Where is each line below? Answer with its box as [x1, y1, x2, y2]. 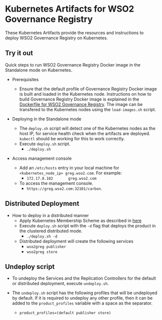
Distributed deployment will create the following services [19, 238, 134, 244]
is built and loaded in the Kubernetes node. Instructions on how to [19, 91, 152, 97]
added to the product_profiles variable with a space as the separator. [12, 300, 153, 306]
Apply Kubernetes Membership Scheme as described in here [19, 218, 142, 223]
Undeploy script [5, 262, 55, 270]
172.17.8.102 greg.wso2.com [26, 176, 97, 181]
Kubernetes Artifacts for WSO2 [5, 3, 135, 15]
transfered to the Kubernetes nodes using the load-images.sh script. [19, 106, 157, 112]
